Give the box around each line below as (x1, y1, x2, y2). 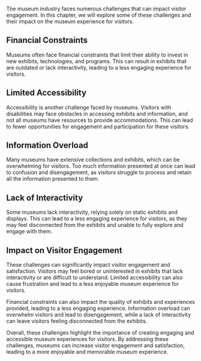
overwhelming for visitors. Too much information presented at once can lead (6, 162, 196, 170)
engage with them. (6, 228, 53, 235)
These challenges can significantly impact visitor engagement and (6, 261, 170, 268)
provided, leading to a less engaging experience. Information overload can (6, 305, 190, 312)
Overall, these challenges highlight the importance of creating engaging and (6, 329, 194, 336)
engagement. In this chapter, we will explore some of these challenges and (6, 11, 191, 19)
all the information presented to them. (6, 175, 100, 183)
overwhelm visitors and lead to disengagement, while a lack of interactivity (6, 311, 191, 318)
